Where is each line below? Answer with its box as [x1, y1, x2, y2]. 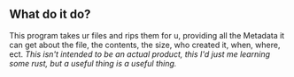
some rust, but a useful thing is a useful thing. [9, 58, 177, 68]
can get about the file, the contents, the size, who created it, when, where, [9, 39, 281, 50]
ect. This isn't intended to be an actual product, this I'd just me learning [9, 48, 270, 59]
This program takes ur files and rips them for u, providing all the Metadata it [9, 30, 285, 40]
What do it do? [9, 7, 91, 22]
